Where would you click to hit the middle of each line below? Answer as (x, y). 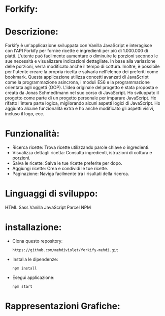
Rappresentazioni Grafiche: (63, 306)
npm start (22, 286)
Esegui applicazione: (33, 277)
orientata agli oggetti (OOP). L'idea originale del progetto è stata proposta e (82, 88)
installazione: (33, 227)
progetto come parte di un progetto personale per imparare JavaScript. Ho (81, 98)
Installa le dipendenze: (35, 259)
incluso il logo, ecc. (25, 114)
